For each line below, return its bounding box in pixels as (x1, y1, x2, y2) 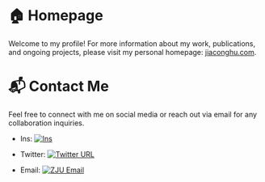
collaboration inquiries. (8, 118, 85, 128)
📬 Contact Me (8, 78, 109, 95)
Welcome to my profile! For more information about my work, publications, (8, 38, 256, 49)
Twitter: (19, 149, 46, 159)
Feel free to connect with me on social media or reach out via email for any (8, 109, 257, 119)
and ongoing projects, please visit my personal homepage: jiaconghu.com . (8, 47, 257, 57)
